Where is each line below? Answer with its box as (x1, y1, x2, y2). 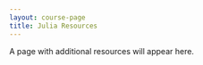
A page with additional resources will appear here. (9, 45, 195, 56)
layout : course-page (9, 12, 87, 22)
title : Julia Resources (9, 21, 98, 30)
